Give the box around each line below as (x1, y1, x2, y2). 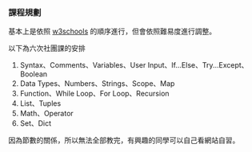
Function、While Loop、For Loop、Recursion (19, 89, 170, 99)
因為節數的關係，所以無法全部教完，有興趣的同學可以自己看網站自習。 (8, 135, 240, 145)
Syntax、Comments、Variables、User (19, 60, 146, 70)
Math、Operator (19, 109, 74, 119)
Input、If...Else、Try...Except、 (147, 60, 249, 70)
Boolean (19, 69, 48, 79)
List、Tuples (19, 99, 62, 108)
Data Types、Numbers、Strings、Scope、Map (19, 79, 175, 88)
